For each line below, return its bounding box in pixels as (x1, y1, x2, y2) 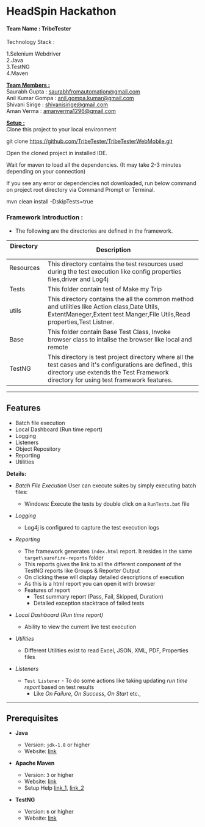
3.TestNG (6, 63, 30, 71)
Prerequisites (6, 713, 59, 723)
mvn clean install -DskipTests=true (6, 198, 93, 205)
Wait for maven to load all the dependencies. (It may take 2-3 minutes (6, 161, 182, 169)
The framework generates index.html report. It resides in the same (24, 547, 192, 555)
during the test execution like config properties (48, 267, 182, 275)
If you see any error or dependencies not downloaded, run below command (6, 180, 196, 187)
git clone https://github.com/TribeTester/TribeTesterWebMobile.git (6, 137, 173, 145)
